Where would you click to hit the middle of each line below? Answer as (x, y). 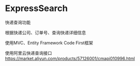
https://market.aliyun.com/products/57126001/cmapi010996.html (70, 58)
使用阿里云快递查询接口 (28, 53)
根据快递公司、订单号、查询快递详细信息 (45, 32)
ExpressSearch (36, 8)
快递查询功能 (18, 22)
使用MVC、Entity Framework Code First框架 (49, 43)
